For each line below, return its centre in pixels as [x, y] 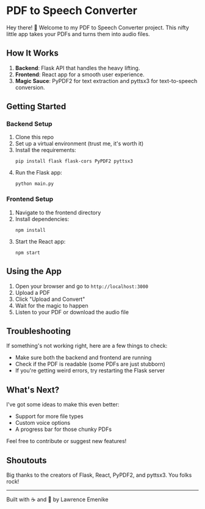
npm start [28, 253]
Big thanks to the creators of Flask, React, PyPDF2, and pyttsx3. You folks [99, 475]
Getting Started [36, 106]
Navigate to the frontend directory [58, 212]
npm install [30, 230]
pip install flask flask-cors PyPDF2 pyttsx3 [74, 161]
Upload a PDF [33, 292]
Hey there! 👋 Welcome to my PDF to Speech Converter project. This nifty [98, 27]
